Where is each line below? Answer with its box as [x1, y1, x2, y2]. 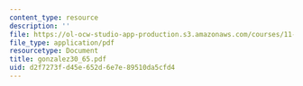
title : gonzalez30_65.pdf [9, 55, 106, 64]
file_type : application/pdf [9, 38, 115, 47]
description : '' [9, 21, 70, 30]
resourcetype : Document [9, 47, 99, 56]
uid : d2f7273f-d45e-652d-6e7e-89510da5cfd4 [9, 64, 176, 73]
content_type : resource [9, 13, 99, 22]
